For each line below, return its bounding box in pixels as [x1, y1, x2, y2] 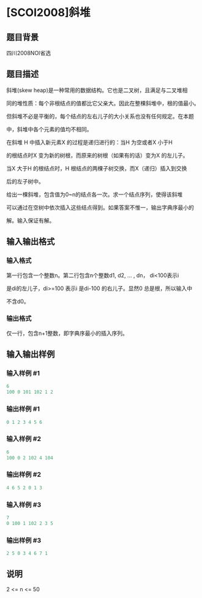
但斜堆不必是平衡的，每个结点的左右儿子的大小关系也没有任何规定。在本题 [6, 112, 194, 120]
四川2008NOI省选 [6, 50, 51, 56]
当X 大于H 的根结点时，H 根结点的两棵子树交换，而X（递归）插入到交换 [6, 164, 187, 172]
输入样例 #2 [6, 435, 42, 443]
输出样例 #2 [6, 470, 42, 479]
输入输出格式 [6, 237, 55, 247]
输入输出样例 [6, 349, 55, 359]
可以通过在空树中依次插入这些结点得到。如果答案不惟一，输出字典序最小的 [6, 204, 194, 211]
